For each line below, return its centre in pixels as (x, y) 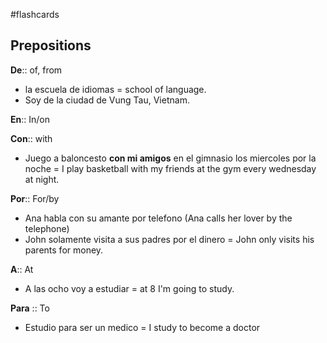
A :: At (22, 269)
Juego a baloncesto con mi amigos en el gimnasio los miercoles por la (170, 158)
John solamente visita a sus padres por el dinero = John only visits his (169, 239)
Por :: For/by (35, 198)
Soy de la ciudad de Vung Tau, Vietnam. (107, 100)
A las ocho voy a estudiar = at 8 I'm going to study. (129, 288)
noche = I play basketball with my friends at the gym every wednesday (170, 168)
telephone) (47, 228)
